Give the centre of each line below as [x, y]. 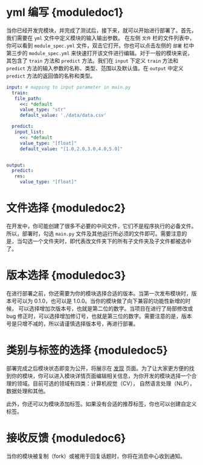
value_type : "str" [43, 110]
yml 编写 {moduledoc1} [65, 12]
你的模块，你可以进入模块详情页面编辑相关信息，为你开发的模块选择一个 [101, 375]
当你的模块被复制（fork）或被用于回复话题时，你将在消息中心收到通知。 [96, 456]
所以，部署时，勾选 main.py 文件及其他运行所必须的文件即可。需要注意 [94, 233]
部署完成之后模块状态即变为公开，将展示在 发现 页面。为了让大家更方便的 [98, 368]
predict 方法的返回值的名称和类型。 [51, 76]
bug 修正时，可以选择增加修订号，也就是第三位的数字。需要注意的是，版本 [99, 316]
